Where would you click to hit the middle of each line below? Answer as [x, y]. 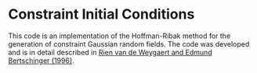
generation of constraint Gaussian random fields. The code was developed [129, 43]
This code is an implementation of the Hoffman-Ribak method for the [119, 36]
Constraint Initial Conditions [101, 14]
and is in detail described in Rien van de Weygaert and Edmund [110, 52]
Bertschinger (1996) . [41, 61]
